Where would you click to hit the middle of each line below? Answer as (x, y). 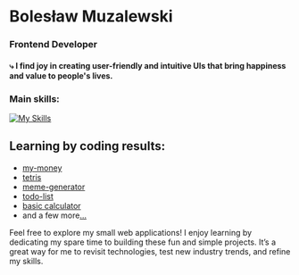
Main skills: (34, 98)
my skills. (26, 261)
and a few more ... (54, 215)
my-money (42, 168)
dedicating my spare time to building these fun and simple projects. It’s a (143, 242)
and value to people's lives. (61, 75)
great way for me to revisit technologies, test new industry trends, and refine (150, 251)
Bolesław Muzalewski (91, 17)
